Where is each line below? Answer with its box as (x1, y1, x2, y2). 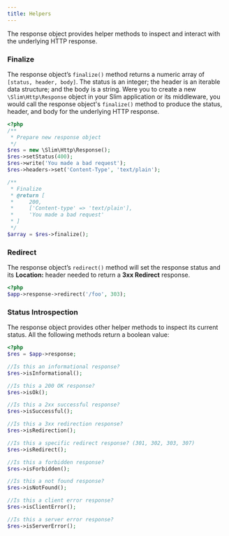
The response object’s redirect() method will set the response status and (7, 263, 221, 272)
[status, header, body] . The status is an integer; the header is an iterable (7, 78, 221, 86)
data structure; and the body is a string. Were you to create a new (7, 85, 197, 93)
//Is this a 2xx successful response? (7, 401, 120, 409)
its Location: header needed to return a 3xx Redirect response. (7, 270, 191, 280)
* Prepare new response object (10, 133, 101, 140)
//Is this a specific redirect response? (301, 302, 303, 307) (7, 440, 195, 447)
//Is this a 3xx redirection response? (7, 421, 124, 428)
